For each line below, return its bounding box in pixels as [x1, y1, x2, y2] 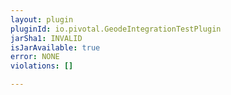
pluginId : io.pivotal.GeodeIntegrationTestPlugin [10, 24, 222, 34]
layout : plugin [10, 14, 74, 25]
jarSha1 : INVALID [10, 33, 83, 43]
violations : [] [10, 61, 74, 71]
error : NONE [10, 52, 60, 62]
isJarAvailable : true [10, 42, 101, 53]
